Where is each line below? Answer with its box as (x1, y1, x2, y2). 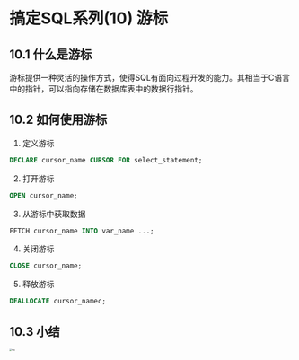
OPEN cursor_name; (9, 190, 78, 200)
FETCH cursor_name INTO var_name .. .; (9, 226, 154, 235)
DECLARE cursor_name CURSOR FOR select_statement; (9, 155, 203, 164)
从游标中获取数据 (22, 208, 86, 219)
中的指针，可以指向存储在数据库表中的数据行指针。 (9, 83, 198, 94)
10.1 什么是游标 (9, 47, 92, 62)
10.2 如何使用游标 (9, 112, 108, 127)
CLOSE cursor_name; (9, 261, 83, 270)
